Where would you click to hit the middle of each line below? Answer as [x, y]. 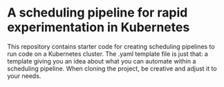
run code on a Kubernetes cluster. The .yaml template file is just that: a [108, 54]
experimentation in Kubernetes [99, 27]
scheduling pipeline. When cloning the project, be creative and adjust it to [112, 68]
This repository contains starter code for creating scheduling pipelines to [111, 46]
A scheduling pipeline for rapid [97, 13]
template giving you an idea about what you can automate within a [102, 61]
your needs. [24, 76]
